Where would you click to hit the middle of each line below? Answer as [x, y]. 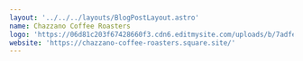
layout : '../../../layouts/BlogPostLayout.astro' [105, 17]
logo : [19, 34]
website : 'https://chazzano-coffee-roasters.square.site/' [123, 43]
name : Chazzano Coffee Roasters [70, 26]
